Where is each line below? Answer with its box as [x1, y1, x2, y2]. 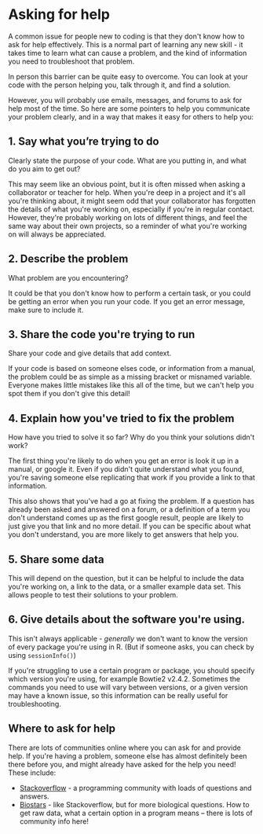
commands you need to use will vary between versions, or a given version [8, 682, 249, 692]
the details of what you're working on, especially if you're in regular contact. [8, 204, 255, 214]
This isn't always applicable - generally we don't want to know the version [8, 634, 248, 643]
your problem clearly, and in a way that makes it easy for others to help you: [8, 112, 254, 121]
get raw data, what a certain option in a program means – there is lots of [19, 808, 254, 817]
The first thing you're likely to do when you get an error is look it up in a [8, 456, 239, 465]
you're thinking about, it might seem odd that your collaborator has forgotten [8, 196, 256, 205]
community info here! [19, 816, 89, 826]
